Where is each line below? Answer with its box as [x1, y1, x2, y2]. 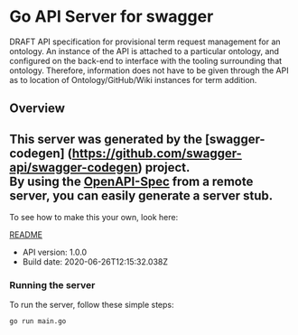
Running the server [9, 279, 96, 292]
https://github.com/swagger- [71, 145, 242, 161]
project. [144, 160, 191, 175]
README [9, 229, 43, 240]
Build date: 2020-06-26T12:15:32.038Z [22, 256, 169, 267]
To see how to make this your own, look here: [9, 212, 179, 223]
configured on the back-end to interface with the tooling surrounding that [9, 55, 283, 66]
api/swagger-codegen [9, 160, 138, 175]
